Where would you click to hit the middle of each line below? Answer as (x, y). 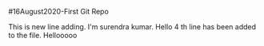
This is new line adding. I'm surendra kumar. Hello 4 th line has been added (132, 27)
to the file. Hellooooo (43, 35)
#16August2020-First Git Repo (59, 11)
